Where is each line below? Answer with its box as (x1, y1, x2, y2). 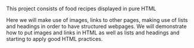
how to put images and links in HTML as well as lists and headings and (6, 29, 180, 36)
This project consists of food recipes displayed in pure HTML (6, 5, 156, 12)
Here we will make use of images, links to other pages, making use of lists (6, 17, 188, 23)
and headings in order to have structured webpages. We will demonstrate (6, 23, 187, 30)
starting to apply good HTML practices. (6, 36, 103, 42)
